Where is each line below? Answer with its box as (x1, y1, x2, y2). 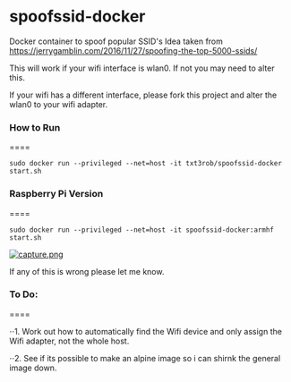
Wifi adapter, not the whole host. (9, 335, 130, 346)
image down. (9, 362, 57, 373)
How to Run (9, 121, 61, 133)
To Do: (9, 288, 39, 301)
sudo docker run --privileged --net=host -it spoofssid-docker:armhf (9, 225, 275, 234)
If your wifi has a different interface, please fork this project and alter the (9, 89, 278, 100)
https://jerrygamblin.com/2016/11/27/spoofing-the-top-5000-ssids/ (9, 45, 258, 55)
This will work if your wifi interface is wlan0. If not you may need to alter (9, 63, 275, 73)
